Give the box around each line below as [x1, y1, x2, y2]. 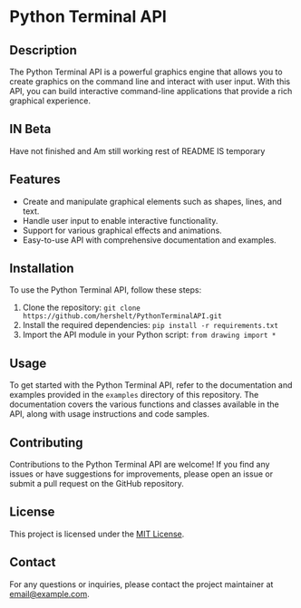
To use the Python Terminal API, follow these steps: [9, 285, 202, 295]
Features [9, 172, 61, 188]
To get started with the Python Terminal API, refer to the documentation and [9, 380, 293, 391]
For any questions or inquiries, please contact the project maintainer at [9, 578, 274, 590]
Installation [9, 261, 74, 276]
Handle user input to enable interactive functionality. [22, 215, 218, 226]
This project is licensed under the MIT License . [9, 528, 185, 539]
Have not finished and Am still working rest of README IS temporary [9, 145, 266, 156]
